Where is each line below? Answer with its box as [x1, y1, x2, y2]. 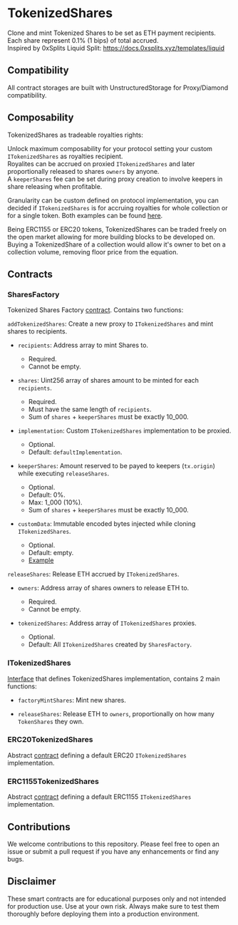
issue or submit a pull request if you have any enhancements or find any [7, 847, 219, 856]
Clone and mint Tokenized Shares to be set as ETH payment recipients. [7, 29, 216, 37]
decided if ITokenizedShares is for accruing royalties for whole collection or [7, 203, 228, 212]
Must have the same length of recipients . [28, 405, 152, 414]
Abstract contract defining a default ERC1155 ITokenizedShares [7, 792, 192, 801]
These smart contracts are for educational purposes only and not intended [7, 894, 227, 903]
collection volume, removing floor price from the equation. [7, 247, 178, 256]
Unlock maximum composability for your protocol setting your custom [7, 144, 212, 153]
